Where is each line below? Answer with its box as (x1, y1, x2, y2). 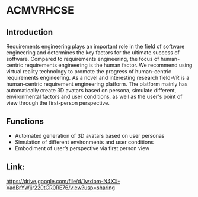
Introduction (6, 27, 53, 37)
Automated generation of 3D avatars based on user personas (14, 132, 165, 139)
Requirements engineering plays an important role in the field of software (6, 43, 185, 50)
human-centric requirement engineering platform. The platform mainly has (6, 80, 188, 88)
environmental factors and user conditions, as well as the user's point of (6, 93, 183, 100)
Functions (6, 117, 44, 127)
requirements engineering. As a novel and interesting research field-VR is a (6, 75, 190, 81)
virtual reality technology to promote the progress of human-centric (6, 68, 172, 75)
